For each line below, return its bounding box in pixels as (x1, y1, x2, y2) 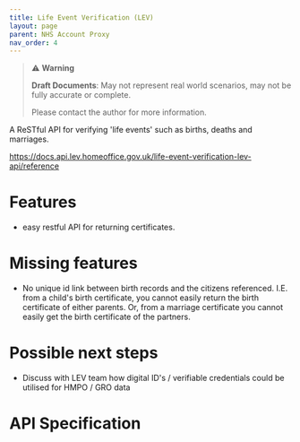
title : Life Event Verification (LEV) (9, 13, 154, 22)
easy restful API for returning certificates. (21, 221, 176, 233)
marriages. (9, 134, 49, 144)
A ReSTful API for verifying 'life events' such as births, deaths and (9, 125, 253, 135)
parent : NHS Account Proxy (9, 30, 110, 39)
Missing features (9, 253, 138, 273)
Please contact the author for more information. (30, 107, 208, 117)
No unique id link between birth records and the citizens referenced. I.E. (21, 283, 288, 294)
